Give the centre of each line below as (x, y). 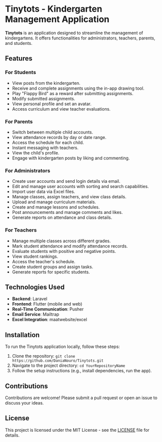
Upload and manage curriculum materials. (54, 202)
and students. (19, 43)
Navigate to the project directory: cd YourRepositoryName (68, 365)
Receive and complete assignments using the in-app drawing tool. (78, 88)
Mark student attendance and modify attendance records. (70, 246)
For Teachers (21, 230)
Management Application (57, 19)
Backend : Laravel (30, 299)
